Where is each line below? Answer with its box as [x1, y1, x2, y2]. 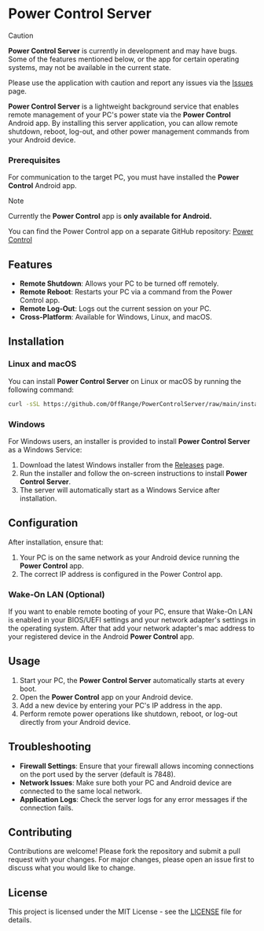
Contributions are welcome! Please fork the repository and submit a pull [8, 847, 241, 856]
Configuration [8, 516, 79, 530]
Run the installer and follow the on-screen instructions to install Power [19, 468, 247, 478]
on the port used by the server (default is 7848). [19, 769, 176, 779]
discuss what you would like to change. [8, 863, 136, 873]
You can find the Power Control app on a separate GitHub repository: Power [8, 227, 254, 236]
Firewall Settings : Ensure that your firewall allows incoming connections [19, 761, 254, 770]
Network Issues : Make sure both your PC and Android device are [19, 778, 232, 787]
